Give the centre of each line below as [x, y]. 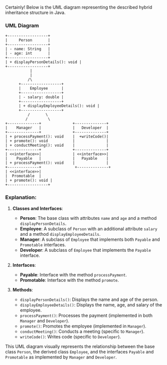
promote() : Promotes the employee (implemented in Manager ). [83, 326]
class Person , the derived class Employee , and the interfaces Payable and [79, 351]
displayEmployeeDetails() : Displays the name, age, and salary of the [91, 304]
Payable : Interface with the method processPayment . [73, 274]
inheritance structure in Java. [36, 13]
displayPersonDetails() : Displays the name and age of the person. [89, 299]
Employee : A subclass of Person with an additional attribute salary [89, 229]
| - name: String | [28, 49]
